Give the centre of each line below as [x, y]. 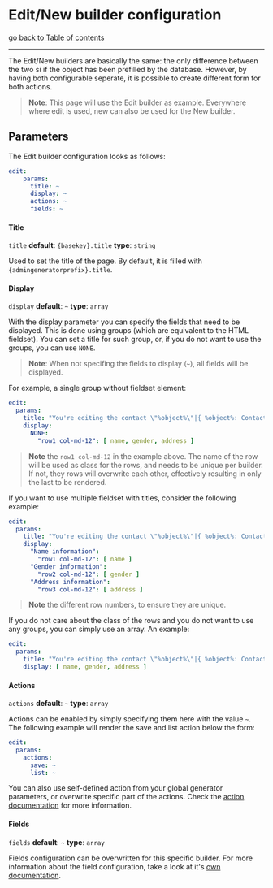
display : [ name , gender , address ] [85, 667]
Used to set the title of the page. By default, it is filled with [106, 261]
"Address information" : [70, 582]
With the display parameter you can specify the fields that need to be [124, 322]
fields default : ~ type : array [57, 842]
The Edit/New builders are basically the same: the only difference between [133, 61]
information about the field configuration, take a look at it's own [115, 866]
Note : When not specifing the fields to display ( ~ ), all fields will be [138, 364]
